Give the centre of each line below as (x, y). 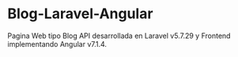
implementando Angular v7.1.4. (57, 44)
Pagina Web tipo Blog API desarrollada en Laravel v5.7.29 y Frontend (119, 36)
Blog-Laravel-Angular (80, 14)
